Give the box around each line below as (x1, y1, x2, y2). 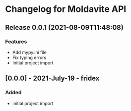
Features (5, 38, 27, 45)
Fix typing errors (12, 55, 47, 60)
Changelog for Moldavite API (5, 3, 127, 15)
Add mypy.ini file (12, 49, 47, 55)
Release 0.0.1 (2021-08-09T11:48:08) (5, 23, 124, 32)
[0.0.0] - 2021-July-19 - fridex (5, 74, 100, 83)
